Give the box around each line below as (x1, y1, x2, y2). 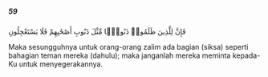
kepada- (232, 51, 261, 60)
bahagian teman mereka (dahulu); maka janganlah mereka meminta (8, 51, 231, 60)
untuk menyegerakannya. (18, 59, 103, 68)
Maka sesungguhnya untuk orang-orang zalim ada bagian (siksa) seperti (8, 42, 249, 51)
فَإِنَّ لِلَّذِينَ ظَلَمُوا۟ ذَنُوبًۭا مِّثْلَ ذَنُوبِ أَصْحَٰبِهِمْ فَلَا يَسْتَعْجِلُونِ (8, 26, 186, 36)
